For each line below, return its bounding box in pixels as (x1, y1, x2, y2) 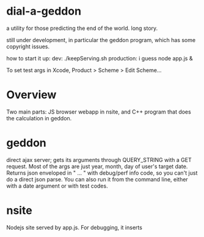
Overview (6, 88, 57, 102)
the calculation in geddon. (6, 114, 72, 122)
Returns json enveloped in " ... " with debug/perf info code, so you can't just (6, 169, 198, 177)
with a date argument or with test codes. (6, 182, 108, 189)
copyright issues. (6, 43, 50, 50)
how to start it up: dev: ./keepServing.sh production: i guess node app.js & (6, 54, 193, 62)
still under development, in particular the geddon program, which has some (6, 36, 196, 43)
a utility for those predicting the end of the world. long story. (6, 24, 158, 32)
